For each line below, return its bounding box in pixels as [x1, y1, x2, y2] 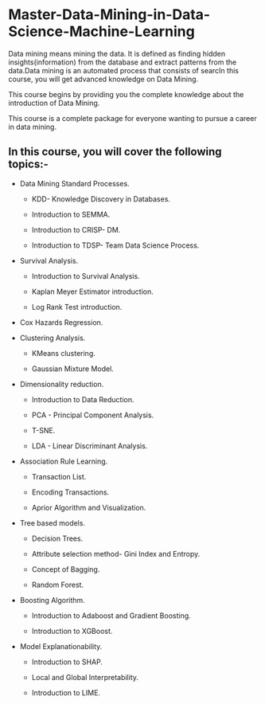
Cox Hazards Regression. [19, 317, 103, 327]
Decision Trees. [31, 534, 84, 543]
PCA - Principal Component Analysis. [31, 410, 154, 420]
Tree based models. [19, 518, 86, 527]
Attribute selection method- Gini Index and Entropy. [31, 549, 201, 558]
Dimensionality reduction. [19, 379, 104, 389]
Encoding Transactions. [31, 487, 110, 497]
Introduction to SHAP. [31, 657, 103, 667]
